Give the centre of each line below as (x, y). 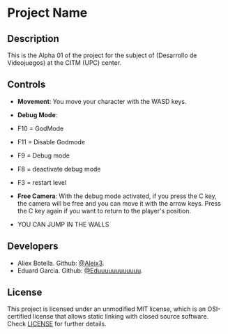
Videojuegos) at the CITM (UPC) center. (64, 63)
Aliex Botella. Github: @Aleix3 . (61, 263)
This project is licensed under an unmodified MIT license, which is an (107, 309)
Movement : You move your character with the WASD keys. (102, 101)
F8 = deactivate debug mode (59, 169)
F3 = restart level (42, 182)
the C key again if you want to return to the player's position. (104, 211)
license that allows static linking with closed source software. (121, 317)
